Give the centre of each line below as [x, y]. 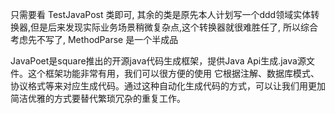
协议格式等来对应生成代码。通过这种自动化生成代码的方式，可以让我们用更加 [168, 86]
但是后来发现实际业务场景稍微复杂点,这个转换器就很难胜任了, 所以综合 [174, 27]
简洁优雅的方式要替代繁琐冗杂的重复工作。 [98, 98]
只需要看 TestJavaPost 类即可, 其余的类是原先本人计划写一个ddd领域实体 [161, 14]
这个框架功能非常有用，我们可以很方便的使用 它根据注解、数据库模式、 [173, 73]
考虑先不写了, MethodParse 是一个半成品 [94, 39]
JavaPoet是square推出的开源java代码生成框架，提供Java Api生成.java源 [158, 61]
